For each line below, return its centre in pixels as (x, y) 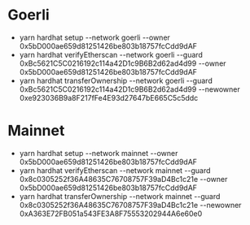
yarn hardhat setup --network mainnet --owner (99, 153)
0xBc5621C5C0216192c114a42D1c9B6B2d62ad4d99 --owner (123, 63)
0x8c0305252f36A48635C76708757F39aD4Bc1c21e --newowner (130, 205)
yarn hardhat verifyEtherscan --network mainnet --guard (115, 170)
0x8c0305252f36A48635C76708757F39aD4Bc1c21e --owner (123, 179)
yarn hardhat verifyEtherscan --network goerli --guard (111, 54)
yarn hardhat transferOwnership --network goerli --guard (116, 80)
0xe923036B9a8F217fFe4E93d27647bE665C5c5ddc (109, 97)
